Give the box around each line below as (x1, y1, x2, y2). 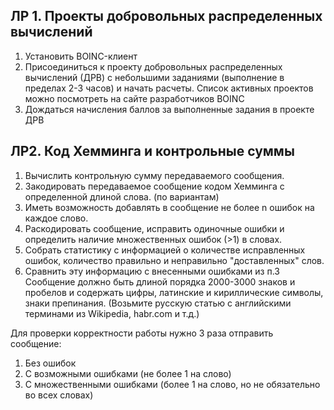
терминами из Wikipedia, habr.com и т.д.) (24, 307, 200, 319)
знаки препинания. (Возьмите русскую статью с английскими (24, 297, 292, 309)
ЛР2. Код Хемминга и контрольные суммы (10, 143, 295, 160)
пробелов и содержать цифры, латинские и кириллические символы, (24, 286, 324, 298)
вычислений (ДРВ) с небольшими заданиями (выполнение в (24, 71, 285, 83)
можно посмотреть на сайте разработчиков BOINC (24, 92, 245, 104)
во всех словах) (24, 389, 94, 401)
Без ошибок (24, 357, 77, 369)
